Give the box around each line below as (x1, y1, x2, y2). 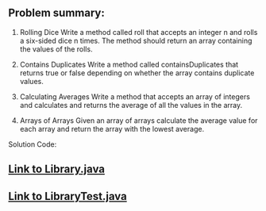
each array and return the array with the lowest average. (19, 124, 205, 133)
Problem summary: (8, 6, 105, 20)
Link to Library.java (8, 163, 106, 176)
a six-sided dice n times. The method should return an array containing (19, 36, 253, 45)
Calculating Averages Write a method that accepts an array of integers (19, 91, 250, 102)
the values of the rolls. (19, 44, 93, 54)
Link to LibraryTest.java (8, 190, 127, 203)
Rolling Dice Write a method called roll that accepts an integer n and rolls (19, 27, 258, 36)
